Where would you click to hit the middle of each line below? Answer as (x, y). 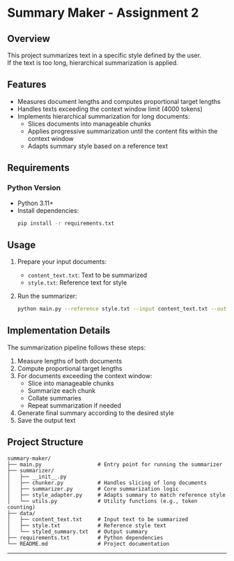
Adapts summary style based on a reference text (98, 146)
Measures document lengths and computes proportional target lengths (119, 101)
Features (27, 85)
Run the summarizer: (47, 296)
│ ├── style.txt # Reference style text (87, 525)
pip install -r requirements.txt (66, 223)
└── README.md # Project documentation (88, 544)
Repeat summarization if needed (75, 405)
